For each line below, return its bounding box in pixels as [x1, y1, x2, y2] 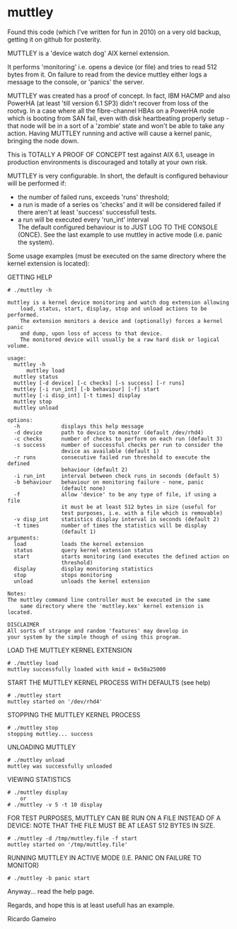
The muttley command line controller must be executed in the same [7, 596, 211, 603]
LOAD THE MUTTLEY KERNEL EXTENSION [7, 646, 132, 654]
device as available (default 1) [61, 448, 160, 455]
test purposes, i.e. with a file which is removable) [61, 509, 223, 517]
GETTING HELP [7, 273, 53, 281]
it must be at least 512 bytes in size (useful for [61, 503, 217, 511]
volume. [7, 342, 30, 349]
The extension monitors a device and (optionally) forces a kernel [20, 317, 223, 324]
